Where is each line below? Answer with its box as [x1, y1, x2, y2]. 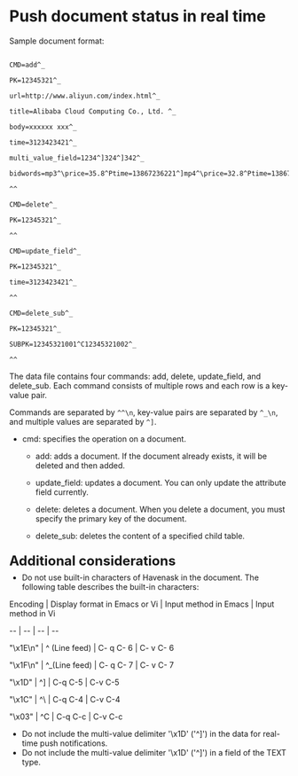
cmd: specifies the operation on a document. [21, 433, 186, 444]
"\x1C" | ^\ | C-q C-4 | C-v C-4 [9, 694, 121, 704]
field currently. [35, 486, 89, 498]
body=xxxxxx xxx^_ [9, 122, 77, 131]
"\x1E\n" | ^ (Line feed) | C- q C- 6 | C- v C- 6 [9, 642, 175, 653]
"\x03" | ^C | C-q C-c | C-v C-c [9, 711, 123, 722]
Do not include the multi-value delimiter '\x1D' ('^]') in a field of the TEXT [21, 747, 286, 757]
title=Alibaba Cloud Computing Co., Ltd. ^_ [9, 106, 176, 116]
